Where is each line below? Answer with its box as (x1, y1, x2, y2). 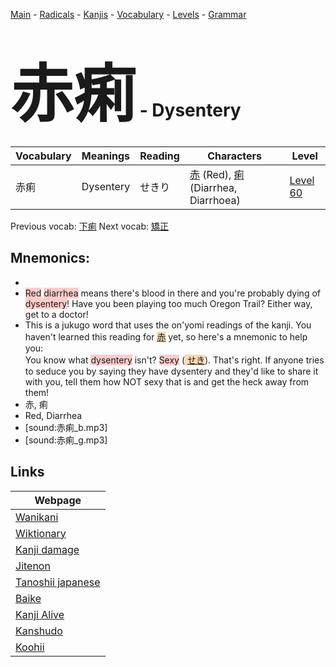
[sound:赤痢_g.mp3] (24, 434, 108, 446)
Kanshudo (15, 624, 63, 638)
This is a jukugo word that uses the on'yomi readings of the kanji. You (24, 319, 312, 331)
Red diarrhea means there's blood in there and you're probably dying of (24, 287, 321, 299)
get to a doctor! (24, 308, 89, 320)
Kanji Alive (15, 607, 65, 621)
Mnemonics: (10, 250, 91, 267)
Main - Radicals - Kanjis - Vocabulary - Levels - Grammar (10, 9, 247, 20)
